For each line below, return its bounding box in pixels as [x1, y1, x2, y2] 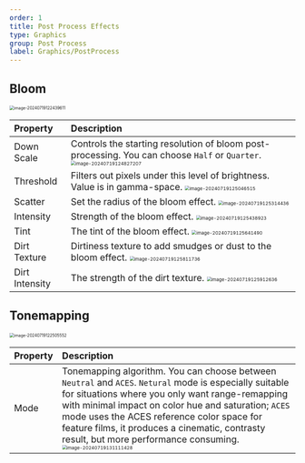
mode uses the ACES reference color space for [62, 410, 263, 423]
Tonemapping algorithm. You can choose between [62, 365, 277, 377]
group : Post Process [9, 38, 88, 48]
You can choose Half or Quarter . [123, 148, 261, 161]
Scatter [14, 195, 45, 207]
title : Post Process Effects [9, 22, 120, 31]
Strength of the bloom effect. [71, 210, 194, 223]
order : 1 [9, 13, 43, 23]
